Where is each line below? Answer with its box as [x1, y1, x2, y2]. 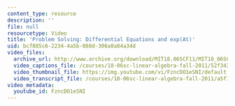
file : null [7, 23, 39, 30]
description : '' [7, 17, 55, 24]
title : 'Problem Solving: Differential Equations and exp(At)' [7, 36, 196, 43]
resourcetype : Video [7, 29, 68, 37]
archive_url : [13, 56, 52, 63]
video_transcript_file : [13, 75, 83, 82]
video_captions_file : [13, 62, 77, 69]
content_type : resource [7, 10, 77, 17]
